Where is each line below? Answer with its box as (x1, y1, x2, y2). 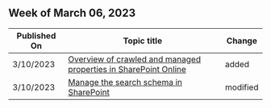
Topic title (123, 35, 163, 46)
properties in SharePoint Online (68, 63, 187, 74)
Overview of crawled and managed (68, 54, 202, 65)
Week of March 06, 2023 (8, 6, 136, 20)
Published (16, 30, 56, 41)
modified (224, 82, 259, 93)
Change (226, 35, 258, 46)
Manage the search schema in (68, 76, 183, 87)
